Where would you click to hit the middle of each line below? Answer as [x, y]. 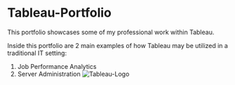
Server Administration [49, 74]
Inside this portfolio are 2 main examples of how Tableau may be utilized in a [117, 45]
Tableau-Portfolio [60, 13]
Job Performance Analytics [57, 66]
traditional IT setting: [37, 53]
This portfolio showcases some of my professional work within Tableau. [111, 32]
